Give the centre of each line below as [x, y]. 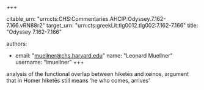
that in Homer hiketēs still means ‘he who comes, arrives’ [78, 81]
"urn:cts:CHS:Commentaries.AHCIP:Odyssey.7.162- [101, 19]
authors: [17, 44]
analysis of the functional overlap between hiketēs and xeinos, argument [98, 74]
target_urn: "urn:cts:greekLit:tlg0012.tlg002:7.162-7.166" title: [122, 25]
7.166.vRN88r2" [26, 25]
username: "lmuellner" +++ [49, 62]
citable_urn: [21, 19]
